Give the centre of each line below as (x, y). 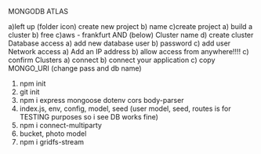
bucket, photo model (53, 134)
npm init (33, 83)
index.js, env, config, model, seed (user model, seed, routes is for (125, 108)
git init (29, 92)
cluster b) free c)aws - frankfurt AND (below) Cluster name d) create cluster (131, 35)
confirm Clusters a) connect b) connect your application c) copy (112, 60)
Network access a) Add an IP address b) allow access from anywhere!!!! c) (129, 51)
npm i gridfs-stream (52, 142)
